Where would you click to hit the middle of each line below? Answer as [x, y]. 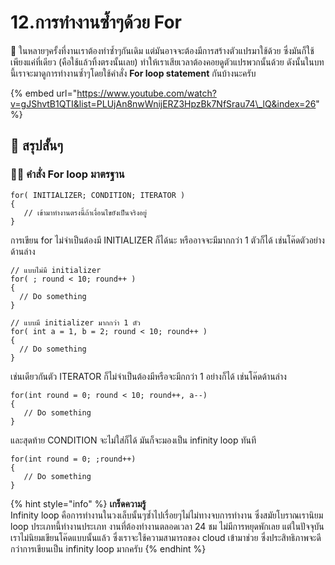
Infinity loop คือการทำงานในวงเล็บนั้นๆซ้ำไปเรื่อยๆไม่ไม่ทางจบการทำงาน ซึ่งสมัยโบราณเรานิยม [167, 515]
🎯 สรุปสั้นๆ [36, 146]
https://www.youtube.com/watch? [146, 93]
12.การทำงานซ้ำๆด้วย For [96, 22]
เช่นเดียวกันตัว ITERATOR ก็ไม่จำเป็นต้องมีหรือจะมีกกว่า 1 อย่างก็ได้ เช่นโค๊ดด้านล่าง [148, 376]
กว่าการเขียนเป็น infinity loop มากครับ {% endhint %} [108, 548]
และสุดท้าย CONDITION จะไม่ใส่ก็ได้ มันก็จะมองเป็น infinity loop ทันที [133, 440]
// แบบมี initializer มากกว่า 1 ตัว [75, 322]
